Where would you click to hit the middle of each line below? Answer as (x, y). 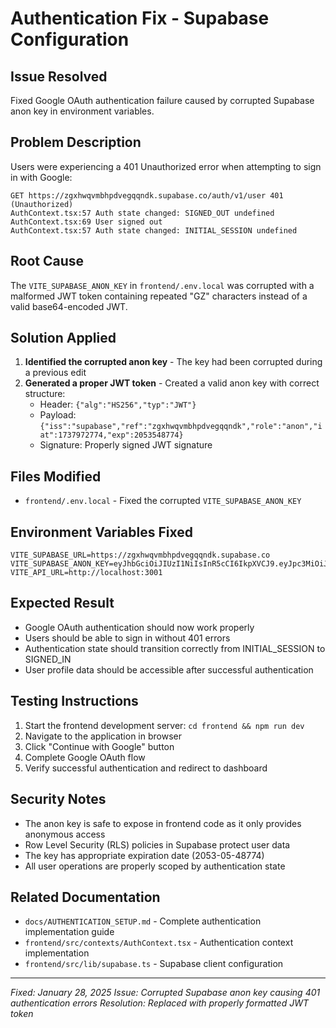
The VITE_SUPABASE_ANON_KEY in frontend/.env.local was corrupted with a (162, 285)
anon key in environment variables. (82, 111)
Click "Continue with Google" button (99, 746)
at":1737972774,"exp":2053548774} (111, 435)
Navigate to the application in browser (103, 736)
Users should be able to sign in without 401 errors (127, 638)
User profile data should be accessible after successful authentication (169, 669)
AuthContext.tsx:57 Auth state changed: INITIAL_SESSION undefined (154, 230)
